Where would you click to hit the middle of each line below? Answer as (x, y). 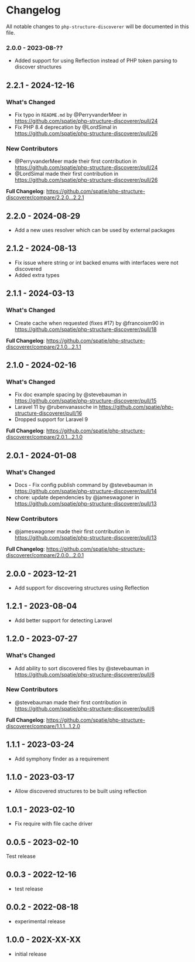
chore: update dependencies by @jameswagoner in (77, 497)
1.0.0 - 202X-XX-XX (43, 940)
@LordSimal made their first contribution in (66, 174)
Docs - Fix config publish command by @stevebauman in (84, 485)
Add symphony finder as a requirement (62, 759)
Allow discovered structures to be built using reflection (81, 791)
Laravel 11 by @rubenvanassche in (56, 407)
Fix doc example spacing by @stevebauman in (71, 395)
